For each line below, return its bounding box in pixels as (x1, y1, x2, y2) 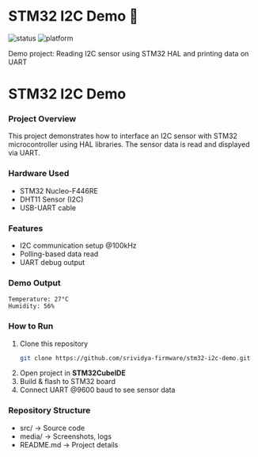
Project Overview (8, 113, 77, 125)
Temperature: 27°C (8, 295, 69, 304)
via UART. (8, 148, 41, 158)
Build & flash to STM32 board (19, 377, 116, 386)
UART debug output (19, 258, 85, 267)
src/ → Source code (19, 423, 85, 432)
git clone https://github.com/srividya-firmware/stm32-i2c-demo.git (19, 354, 251, 362)
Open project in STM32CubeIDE (19, 368, 127, 378)
